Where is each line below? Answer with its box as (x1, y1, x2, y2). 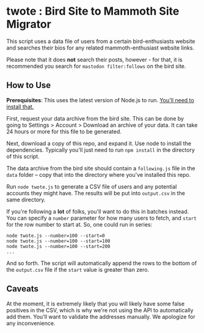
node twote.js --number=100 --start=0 (6, 233, 105, 239)
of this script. (6, 152, 40, 160)
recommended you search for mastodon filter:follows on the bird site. (6, 62, 186, 70)
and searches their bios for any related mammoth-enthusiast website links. (6, 44, 194, 51)
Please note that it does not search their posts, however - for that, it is (6, 56, 183, 63)
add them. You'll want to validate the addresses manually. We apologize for (6, 313, 195, 320)
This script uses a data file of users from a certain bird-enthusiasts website (6, 37, 195, 45)
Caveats (6, 283, 38, 294)
